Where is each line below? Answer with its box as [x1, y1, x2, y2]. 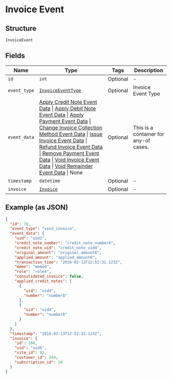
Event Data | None [39, 169, 83, 176]
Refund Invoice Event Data [39, 143, 103, 150]
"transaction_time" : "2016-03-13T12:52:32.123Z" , [14, 260, 123, 265]
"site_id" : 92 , [14, 350, 47, 355]
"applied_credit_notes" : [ [14, 278, 72, 284]
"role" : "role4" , [14, 269, 52, 274]
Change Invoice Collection [39, 124, 102, 131]
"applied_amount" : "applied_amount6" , [14, 255, 97, 260]
